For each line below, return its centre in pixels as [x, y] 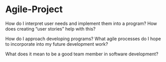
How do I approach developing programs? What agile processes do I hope [83, 39]
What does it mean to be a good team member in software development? [82, 54]
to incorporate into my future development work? [57, 44]
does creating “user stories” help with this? [50, 28]
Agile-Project [34, 9]
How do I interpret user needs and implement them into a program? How [81, 23]
